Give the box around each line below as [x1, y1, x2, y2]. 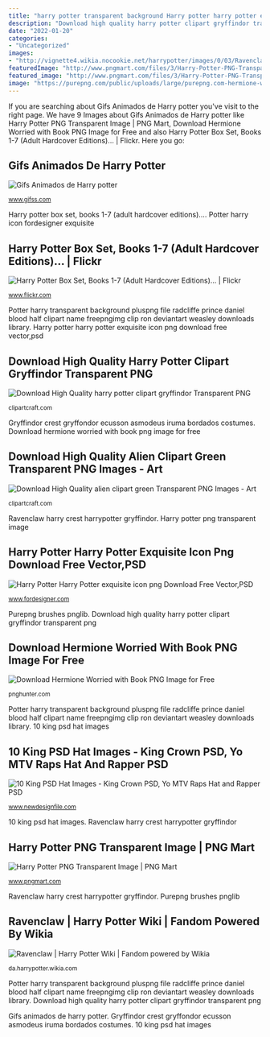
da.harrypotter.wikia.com [8, 964, 78, 973]
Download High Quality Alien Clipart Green [8, 450, 227, 464]
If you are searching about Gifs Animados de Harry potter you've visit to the [8, 101, 260, 111]
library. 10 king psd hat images [8, 721, 110, 731]
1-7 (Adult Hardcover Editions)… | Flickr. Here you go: [8, 135, 185, 145]
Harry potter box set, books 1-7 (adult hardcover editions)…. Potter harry [8, 210, 249, 220]
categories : [8, 34, 48, 43]
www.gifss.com [8, 196, 51, 204]
